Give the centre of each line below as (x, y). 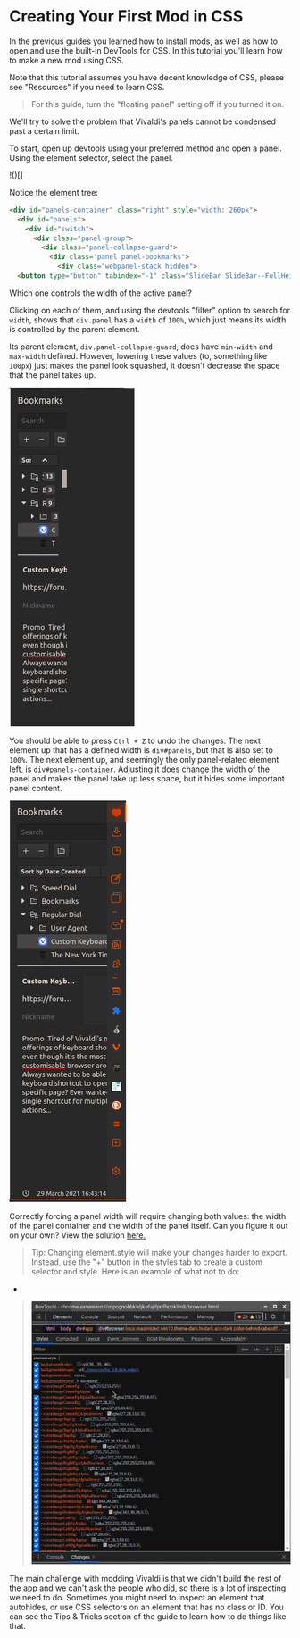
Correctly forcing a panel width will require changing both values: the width (148, 1216)
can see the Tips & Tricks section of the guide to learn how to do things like (148, 1617)
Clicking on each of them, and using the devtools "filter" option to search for (150, 310)
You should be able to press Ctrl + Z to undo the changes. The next (135, 740)
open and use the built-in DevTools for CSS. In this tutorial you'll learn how (146, 50)
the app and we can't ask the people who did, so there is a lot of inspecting (148, 1588)
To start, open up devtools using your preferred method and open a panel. (146, 148)
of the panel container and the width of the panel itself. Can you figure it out (149, 1225)
